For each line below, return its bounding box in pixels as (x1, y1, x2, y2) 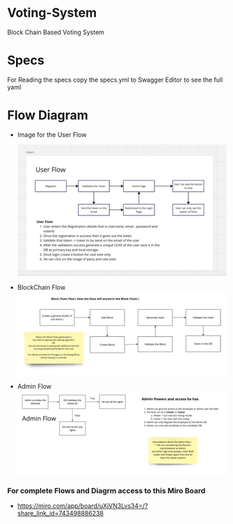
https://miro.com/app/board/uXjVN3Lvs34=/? (17, 502, 148, 510)
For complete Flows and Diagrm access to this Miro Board (7, 486, 206, 496)
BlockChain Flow (17, 283, 66, 291)
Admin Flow (17, 382, 52, 391)
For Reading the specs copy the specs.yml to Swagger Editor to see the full (7, 75, 223, 84)
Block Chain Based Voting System (7, 28, 104, 36)
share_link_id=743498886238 (17, 509, 104, 518)
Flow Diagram (7, 107, 88, 123)
